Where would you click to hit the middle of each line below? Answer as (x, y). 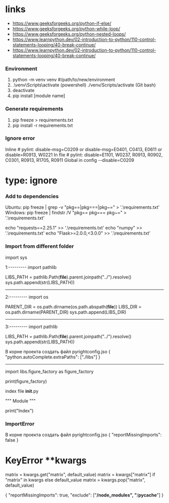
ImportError (20, 424)
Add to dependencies (32, 196)
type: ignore (31, 181)
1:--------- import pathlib (31, 267)
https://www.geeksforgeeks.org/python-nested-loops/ (69, 34)
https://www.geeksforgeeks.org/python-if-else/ (62, 23)
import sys (16, 257)
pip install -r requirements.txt (43, 125)
